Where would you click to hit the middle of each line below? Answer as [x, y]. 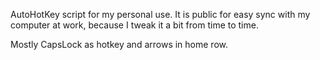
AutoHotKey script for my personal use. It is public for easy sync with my [160, 14]
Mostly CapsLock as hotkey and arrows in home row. [119, 44]
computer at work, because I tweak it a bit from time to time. [134, 25]
